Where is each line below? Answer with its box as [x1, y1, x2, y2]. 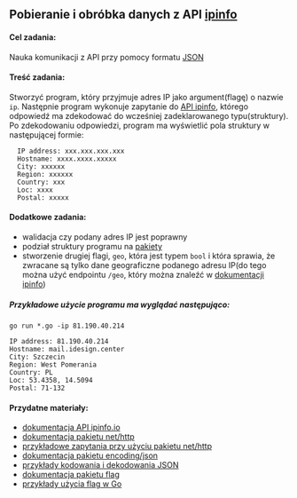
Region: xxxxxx [17, 170, 74, 178]
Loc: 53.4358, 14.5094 [9, 375, 93, 384]
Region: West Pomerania [9, 360, 98, 369]
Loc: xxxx [17, 186, 53, 194]
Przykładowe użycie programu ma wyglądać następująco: [9, 299, 231, 310]
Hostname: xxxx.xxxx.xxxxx [17, 154, 117, 163]
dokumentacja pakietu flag [21, 470, 120, 480]
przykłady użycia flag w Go [21, 478, 122, 489]
